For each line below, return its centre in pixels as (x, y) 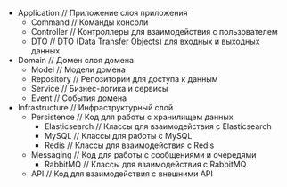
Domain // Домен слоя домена (75, 60)
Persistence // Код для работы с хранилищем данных (132, 117)
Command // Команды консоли (90, 22)
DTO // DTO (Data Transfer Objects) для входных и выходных (145, 41)
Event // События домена (79, 98)
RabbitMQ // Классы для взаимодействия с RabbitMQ (145, 164)
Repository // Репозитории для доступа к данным (124, 79)
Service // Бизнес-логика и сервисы (99, 89)
